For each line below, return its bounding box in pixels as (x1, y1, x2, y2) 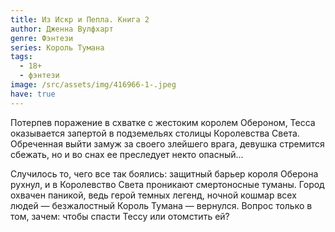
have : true (10, 89, 56, 99)
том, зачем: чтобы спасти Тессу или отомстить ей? (10, 210, 230, 222)
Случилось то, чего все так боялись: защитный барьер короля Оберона (10, 167, 319, 180)
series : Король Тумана (10, 42, 105, 53)
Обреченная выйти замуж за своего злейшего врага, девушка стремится (10, 137, 325, 150)
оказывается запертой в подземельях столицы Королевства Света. (10, 127, 300, 139)
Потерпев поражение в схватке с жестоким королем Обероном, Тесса (10, 116, 316, 128)
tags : (10, 52, 33, 62)
